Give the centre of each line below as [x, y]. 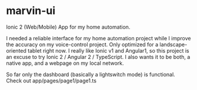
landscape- [173, 44]
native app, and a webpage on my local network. [65, 63]
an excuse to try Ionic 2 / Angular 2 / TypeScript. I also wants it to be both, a [98, 57]
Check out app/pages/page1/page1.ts [51, 81]
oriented [16, 50]
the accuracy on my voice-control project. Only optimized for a [82, 44]
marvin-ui [31, 11]
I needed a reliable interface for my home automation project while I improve [98, 38]
